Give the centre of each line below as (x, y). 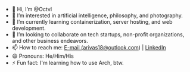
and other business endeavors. (50, 41)
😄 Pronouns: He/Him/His (43, 56)
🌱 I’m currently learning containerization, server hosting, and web (92, 22)
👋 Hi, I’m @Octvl (32, 9)
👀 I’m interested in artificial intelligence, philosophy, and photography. (97, 15)
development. (29, 28)
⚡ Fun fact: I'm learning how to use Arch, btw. (68, 63)
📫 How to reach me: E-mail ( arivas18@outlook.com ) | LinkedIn (89, 47)
